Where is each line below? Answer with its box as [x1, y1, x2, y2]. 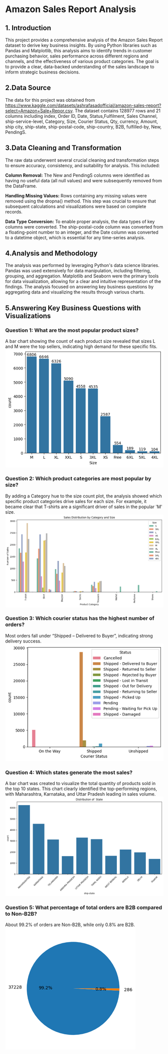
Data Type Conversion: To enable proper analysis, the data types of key [5, 218, 155, 225]
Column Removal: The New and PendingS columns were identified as [5, 172, 149, 178]
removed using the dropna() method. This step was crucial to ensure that [5, 198, 156, 204]
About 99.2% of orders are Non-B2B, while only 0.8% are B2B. [5, 922, 135, 928]
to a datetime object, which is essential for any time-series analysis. [5, 234, 145, 240]
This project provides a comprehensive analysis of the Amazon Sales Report [5, 37, 163, 43]
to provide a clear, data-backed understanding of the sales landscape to [5, 64, 154, 69]
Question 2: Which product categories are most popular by [5, 475, 151, 482]
